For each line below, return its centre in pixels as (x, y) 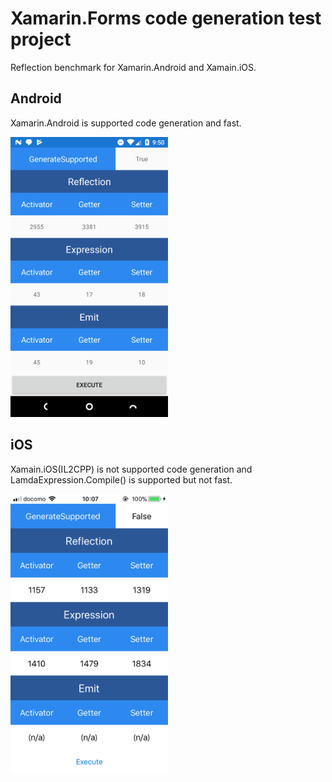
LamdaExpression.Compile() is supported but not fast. (121, 479)
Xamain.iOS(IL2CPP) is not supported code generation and (131, 469)
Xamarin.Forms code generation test (166, 18)
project (41, 39)
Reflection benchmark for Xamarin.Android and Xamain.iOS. (133, 67)
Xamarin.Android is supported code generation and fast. (126, 123)
